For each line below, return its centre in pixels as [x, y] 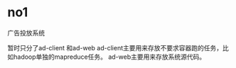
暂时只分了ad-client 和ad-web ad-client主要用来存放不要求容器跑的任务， [115, 47]
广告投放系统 [26, 33]
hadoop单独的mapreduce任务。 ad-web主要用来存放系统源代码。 [109, 57]
